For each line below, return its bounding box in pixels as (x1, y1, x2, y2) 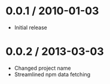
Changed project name (14, 64, 71, 71)
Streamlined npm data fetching (14, 70, 91, 78)
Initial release (14, 24, 47, 31)
